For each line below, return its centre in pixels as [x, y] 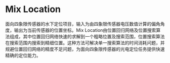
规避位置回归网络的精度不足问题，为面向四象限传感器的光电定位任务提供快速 [85, 49]
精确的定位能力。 [23, 55]
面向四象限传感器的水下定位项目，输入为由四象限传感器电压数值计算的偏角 [83, 24]
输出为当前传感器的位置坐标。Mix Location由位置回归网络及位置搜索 [85, 30]
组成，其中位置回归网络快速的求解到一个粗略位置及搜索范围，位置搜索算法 [87, 36]
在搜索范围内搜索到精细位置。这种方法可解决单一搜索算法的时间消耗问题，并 [85, 43]
